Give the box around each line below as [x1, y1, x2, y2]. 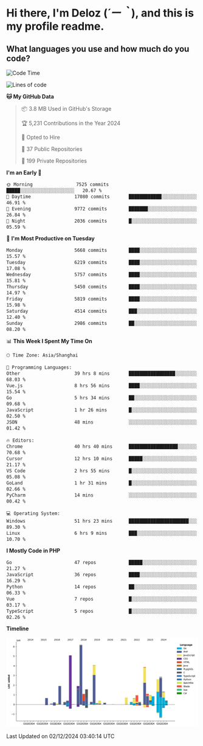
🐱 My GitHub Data [6, 93, 55, 100]
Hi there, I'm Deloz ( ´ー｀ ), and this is [6, 6, 194, 20]
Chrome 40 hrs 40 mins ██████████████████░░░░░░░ [6, 444, 198, 450]
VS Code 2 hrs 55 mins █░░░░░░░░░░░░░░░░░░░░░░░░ [6, 468, 198, 474]
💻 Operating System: [6, 511, 61, 517]
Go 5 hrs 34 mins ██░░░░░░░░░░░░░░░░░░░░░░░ [6, 395, 198, 401]
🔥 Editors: [6, 437, 35, 444]
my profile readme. [6, 19, 105, 33]
